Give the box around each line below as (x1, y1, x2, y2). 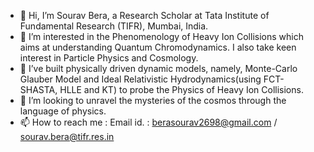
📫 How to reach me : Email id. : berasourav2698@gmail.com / (19, 116, 278, 128)
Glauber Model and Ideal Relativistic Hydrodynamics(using (19, 73, 262, 85)
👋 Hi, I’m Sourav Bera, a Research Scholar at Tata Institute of (19, 10, 270, 21)
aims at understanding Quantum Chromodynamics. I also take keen (19, 41, 297, 53)
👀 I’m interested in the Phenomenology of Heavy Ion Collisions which (19, 31, 304, 42)
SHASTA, (19, 84, 58, 95)
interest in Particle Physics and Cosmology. (19, 52, 199, 64)
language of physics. (19, 105, 107, 117)
